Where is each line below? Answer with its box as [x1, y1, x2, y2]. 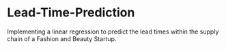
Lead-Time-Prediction [7, 5, 135, 21]
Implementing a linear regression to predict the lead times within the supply [7, 27, 219, 36]
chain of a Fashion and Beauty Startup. [7, 34, 117, 42]
